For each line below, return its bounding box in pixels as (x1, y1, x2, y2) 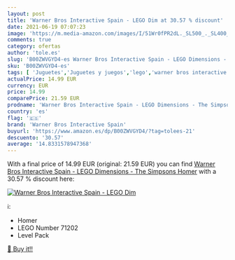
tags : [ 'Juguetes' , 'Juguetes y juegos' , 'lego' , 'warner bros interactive (7, 69, 227, 76)
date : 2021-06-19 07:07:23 (7, 23, 86, 30)
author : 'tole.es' (7, 50, 61, 57)
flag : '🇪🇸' (7, 114, 42, 121)
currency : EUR (7, 82, 49, 89)
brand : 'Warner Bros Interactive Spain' (7, 121, 127, 128)
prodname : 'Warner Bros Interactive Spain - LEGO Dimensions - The (7, 102, 208, 109)
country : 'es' (7, 108, 49, 115)
